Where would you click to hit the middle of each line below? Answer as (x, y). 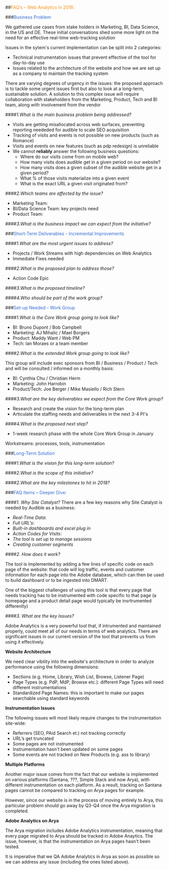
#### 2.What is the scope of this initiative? (49, 473)
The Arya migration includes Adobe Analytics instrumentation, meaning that (84, 831)
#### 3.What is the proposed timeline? (45, 288)
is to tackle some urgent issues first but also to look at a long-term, (75, 89)
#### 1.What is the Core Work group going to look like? (62, 318)
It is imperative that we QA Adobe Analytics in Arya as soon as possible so (82, 856)
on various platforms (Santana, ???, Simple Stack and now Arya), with (77, 780)
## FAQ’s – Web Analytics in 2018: (40, 7)
